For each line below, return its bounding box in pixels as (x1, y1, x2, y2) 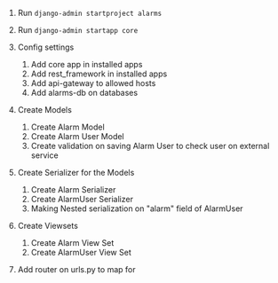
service (30, 150, 60, 161)
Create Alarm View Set (30, 238, 115, 248)
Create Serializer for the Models (17, 168, 135, 177)
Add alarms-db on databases (30, 88, 139, 98)
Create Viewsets (17, 221, 78, 231)
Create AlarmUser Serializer (30, 194, 133, 204)
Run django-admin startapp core (17, 25, 139, 35)
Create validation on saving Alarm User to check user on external (30, 141, 270, 151)
